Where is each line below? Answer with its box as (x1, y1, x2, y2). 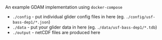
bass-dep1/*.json (12, 20, 49, 25)
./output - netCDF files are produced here (12, 30, 100, 35)
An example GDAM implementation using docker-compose (5, 4, 123, 10)
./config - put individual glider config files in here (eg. (12, 14, 125, 19)
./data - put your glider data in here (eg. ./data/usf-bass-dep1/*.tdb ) (12, 24, 157, 30)
